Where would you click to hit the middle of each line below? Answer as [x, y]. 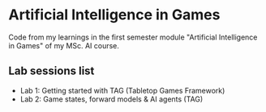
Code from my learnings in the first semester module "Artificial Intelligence [133, 37]
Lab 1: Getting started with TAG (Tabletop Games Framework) [122, 90]
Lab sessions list [51, 71]
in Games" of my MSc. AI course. [64, 45]
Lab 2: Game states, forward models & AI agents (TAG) [112, 99]
